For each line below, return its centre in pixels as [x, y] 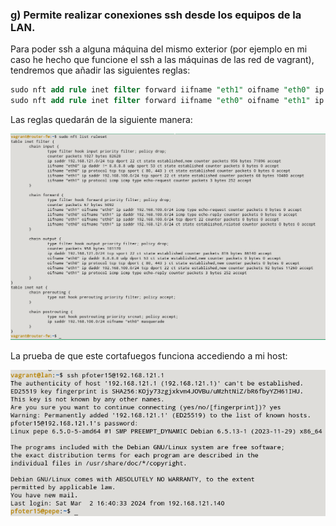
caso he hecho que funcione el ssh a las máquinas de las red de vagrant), [162, 60]
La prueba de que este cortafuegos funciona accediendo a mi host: [149, 356]
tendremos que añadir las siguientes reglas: [100, 70]
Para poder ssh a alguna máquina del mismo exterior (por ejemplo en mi [159, 49]
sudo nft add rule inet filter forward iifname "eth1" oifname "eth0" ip [167, 90]
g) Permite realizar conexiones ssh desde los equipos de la [156, 15]
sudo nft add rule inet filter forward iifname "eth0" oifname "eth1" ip [167, 101]
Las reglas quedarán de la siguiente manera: [101, 120]
